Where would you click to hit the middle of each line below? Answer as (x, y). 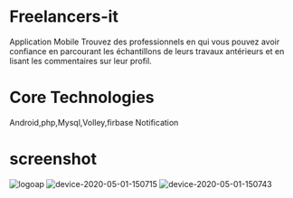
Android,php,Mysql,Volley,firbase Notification (94, 122)
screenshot (53, 159)
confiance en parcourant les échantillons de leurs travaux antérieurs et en (147, 51)
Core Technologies (82, 98)
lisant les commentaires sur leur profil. (80, 61)
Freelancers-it (64, 17)
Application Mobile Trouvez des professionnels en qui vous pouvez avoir (145, 42)
